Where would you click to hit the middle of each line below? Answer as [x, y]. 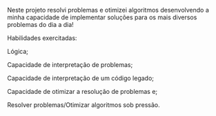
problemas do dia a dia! [40, 25]
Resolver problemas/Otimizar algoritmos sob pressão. [84, 105]
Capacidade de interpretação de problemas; [70, 65]
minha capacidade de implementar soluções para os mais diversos [102, 17]
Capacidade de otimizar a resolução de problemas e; [82, 91]
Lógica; [18, 51]
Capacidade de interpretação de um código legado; [80, 78]
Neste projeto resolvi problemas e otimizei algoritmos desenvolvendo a [108, 10]
